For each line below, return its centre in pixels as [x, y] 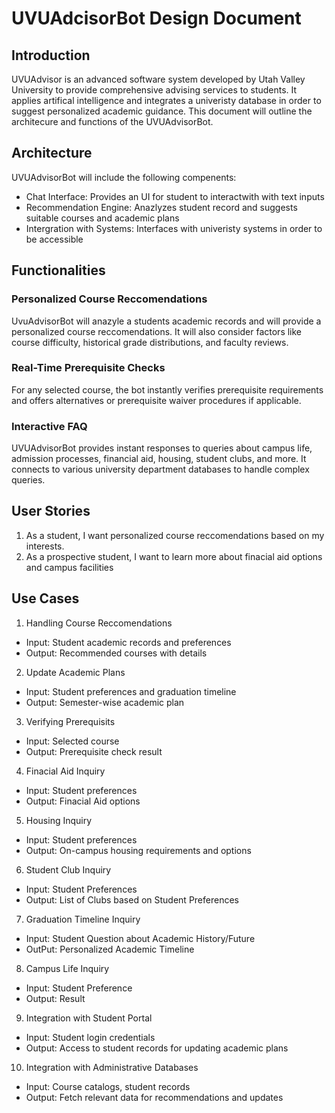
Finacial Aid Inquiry [65, 771]
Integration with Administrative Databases [112, 1067]
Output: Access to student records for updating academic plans [157, 1048]
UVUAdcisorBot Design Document [156, 18]
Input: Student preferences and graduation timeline [131, 691]
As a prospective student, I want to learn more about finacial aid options [174, 556]
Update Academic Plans [75, 672]
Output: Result [55, 998]
